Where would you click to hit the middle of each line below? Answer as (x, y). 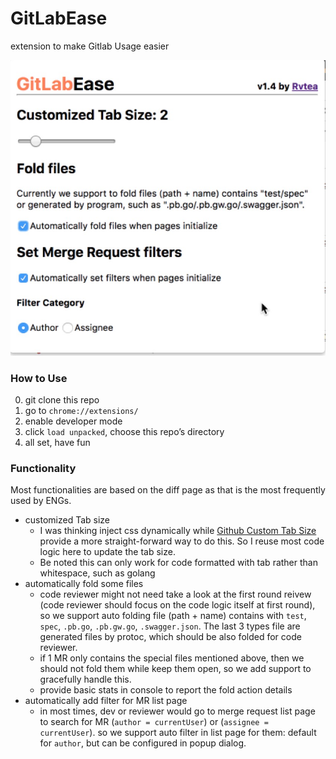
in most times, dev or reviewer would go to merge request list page (177, 711)
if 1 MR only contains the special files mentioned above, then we (172, 658)
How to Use (39, 378)
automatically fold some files (84, 584)
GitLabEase (59, 18)
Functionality (43, 468)
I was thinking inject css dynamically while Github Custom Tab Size (178, 531)
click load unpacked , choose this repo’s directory (124, 431)
